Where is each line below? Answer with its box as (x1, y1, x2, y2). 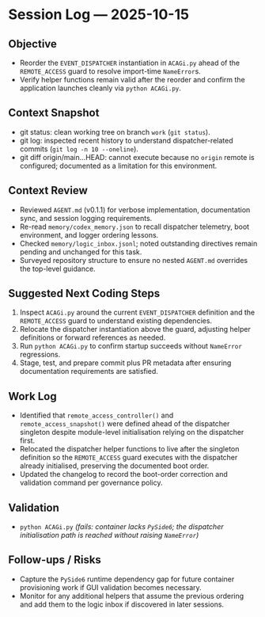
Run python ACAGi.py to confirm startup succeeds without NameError (19, 341, 243, 351)
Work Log (8, 390, 57, 403)
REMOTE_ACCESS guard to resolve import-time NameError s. (19, 67, 202, 76)
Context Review (8, 184, 89, 197)
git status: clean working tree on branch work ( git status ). (19, 127, 211, 136)
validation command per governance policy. (19, 478, 163, 488)
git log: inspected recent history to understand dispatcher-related (19, 135, 233, 145)
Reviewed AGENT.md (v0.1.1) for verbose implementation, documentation (19, 204, 251, 215)
